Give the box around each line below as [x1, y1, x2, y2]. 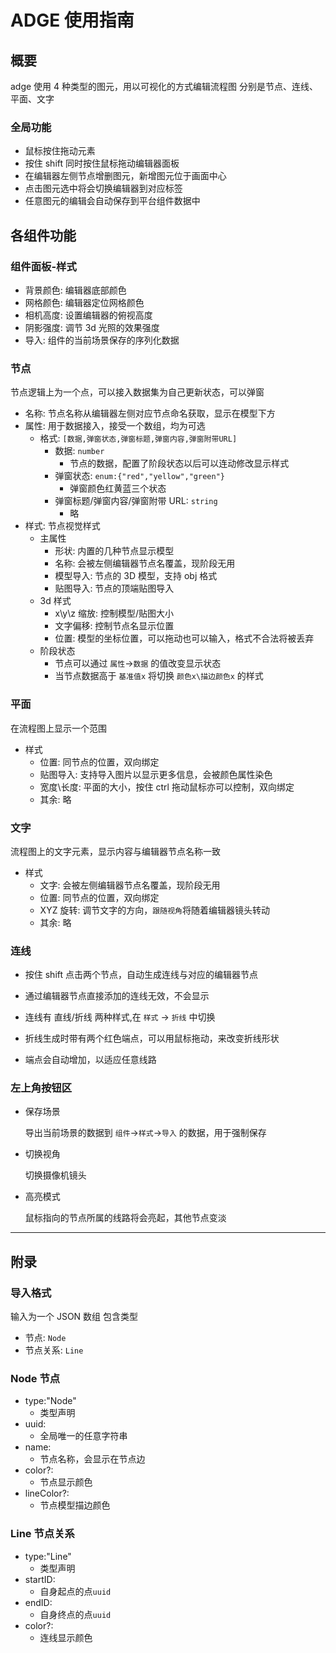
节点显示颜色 [39, 1476, 93, 1488]
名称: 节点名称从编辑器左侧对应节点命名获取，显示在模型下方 [24, 407, 276, 420]
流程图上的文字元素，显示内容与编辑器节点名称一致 [10, 845, 221, 857]
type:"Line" [24, 1550, 72, 1562]
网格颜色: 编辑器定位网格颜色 [24, 296, 145, 308]
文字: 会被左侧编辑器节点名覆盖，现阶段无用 [39, 879, 221, 891]
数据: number [54, 445, 105, 457]
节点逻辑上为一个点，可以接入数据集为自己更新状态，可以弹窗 [10, 386, 265, 398]
